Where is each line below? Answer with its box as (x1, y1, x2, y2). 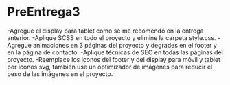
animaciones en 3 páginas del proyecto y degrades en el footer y (33, 41, 218, 49)
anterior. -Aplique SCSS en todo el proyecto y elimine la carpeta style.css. (7, 33, 216, 41)
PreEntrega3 (7, 4, 80, 20)
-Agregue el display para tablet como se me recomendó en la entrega (7, 27, 204, 35)
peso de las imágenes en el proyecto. (7, 69, 113, 78)
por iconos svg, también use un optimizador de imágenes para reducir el (7, 63, 213, 71)
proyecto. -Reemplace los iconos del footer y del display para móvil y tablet (7, 55, 221, 63)
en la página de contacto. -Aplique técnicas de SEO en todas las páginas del (7, 48, 223, 56)
